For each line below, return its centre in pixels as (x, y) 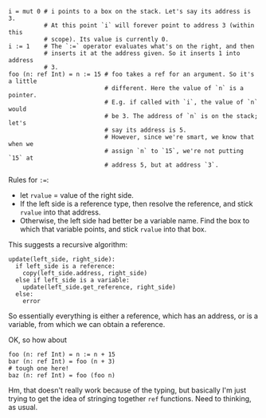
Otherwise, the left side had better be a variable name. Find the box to (135, 221)
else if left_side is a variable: (72, 280)
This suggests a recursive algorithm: (68, 244)
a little (23, 81)
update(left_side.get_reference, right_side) (100, 287)
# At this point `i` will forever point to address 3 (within (149, 26)
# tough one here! (39, 369)
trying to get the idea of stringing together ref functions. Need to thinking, (130, 398)
